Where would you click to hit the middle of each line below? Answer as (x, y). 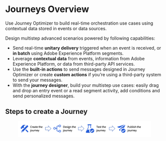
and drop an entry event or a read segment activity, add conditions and (86, 90)
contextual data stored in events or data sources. (56, 28)
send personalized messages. (44, 96)
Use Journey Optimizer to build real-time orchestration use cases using (79, 23)
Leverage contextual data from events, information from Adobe (78, 58)
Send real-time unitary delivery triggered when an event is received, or (87, 48)
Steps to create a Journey (47, 112)
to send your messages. (37, 80)
